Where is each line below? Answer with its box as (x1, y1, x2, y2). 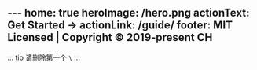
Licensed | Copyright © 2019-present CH (7, 31, 213, 44)
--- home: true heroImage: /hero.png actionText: (7, 6, 250, 20)
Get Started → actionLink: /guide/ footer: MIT (7, 19, 233, 32)
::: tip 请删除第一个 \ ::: (7, 53, 80, 62)
